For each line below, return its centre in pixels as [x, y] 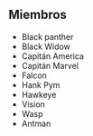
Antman [36, 123]
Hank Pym [41, 84]
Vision [33, 104]
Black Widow [46, 46]
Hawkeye [39, 94]
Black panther [47, 36]
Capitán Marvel [50, 65]
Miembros [37, 15]
